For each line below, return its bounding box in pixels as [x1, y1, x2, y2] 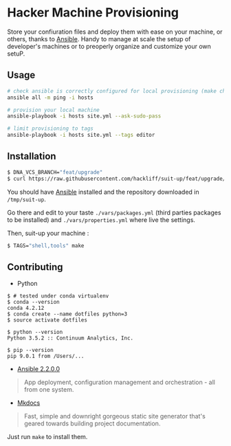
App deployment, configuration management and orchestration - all [23, 378, 215, 386]
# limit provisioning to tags [7, 125, 94, 132]
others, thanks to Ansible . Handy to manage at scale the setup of [7, 34, 191, 43]
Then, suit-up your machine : [7, 229, 89, 237]
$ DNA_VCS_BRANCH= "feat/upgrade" [7, 168, 103, 176]
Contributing [7, 261, 63, 273]
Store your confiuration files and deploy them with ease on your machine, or [7, 27, 223, 36]
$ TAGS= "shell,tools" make [7, 242, 85, 249]
